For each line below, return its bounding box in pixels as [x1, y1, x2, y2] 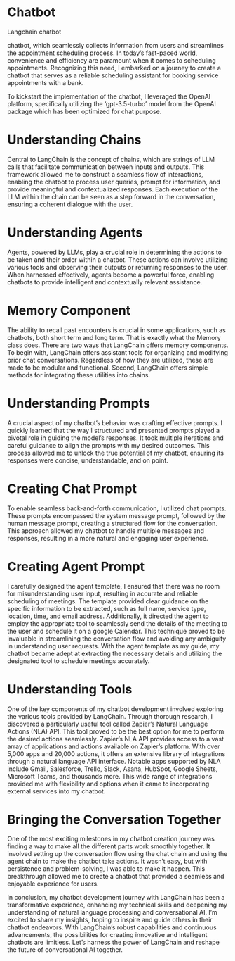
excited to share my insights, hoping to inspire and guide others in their [7, 916, 213, 924]
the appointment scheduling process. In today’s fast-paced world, [7, 49, 198, 57]
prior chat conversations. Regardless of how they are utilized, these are [7, 356, 214, 364]
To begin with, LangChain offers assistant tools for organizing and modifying [7, 348, 229, 356]
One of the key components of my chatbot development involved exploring [7, 705, 224, 713]
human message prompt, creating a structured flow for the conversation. [7, 519, 217, 527]
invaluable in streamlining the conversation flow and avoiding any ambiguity [7, 634, 227, 643]
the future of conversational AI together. [7, 946, 123, 954]
